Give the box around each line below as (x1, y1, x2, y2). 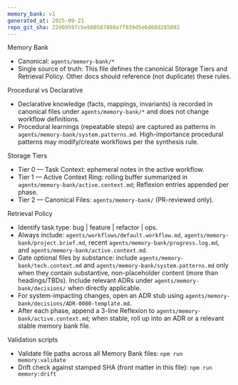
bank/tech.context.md (17, 262, 82, 269)
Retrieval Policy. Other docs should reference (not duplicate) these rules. (17, 72, 232, 81)
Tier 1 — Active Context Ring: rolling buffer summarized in (17, 173, 188, 182)
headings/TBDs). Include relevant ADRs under (17, 276, 153, 285)
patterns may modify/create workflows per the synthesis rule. (17, 138, 199, 146)
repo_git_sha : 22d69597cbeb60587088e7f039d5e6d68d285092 (7, 24, 180, 31)
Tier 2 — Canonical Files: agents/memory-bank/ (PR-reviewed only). (17, 195, 214, 204)
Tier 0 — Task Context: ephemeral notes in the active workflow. (17, 165, 205, 174)
